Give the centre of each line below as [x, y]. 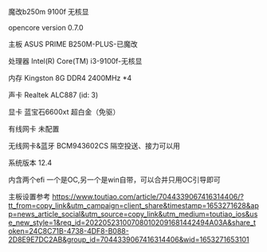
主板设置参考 [29, 197]
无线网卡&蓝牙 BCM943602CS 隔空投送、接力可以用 [94, 146]
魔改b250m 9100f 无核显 [49, 12]
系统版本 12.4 [30, 163]
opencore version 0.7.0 [46, 28]
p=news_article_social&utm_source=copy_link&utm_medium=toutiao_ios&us [133, 214]
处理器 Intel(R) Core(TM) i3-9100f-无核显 [75, 61]
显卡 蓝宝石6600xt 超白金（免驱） [64, 112]
